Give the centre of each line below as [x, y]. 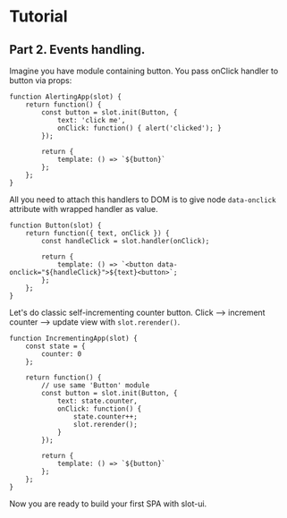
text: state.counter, [97, 401]
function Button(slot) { [55, 225]
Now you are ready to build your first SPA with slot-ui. [108, 504]
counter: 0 [62, 354]
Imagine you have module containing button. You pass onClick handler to [144, 71]
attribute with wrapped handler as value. [84, 209]
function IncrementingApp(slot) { [74, 338]
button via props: [41, 81]
